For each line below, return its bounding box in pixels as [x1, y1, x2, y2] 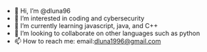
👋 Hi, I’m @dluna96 [14, 7, 71, 15]
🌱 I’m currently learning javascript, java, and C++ [14, 22, 158, 30]
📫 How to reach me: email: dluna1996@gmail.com [14, 37, 161, 45]
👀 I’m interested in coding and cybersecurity [14, 14, 145, 22]
